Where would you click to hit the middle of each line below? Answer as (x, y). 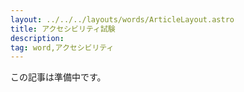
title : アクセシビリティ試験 (63, 29)
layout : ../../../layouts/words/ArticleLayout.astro (122, 19)
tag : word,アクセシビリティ (62, 47)
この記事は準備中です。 (58, 77)
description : (37, 38)
